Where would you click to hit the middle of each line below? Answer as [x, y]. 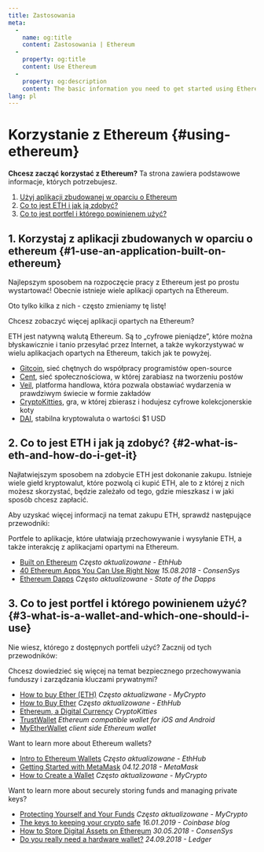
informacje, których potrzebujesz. [63, 182]
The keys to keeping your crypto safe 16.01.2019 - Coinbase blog [125, 822]
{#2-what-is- [205, 443]
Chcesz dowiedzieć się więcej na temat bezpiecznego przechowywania [125, 671]
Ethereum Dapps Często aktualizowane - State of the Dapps [117, 579]
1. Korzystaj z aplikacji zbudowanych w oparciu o [130, 238]
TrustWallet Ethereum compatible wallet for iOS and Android [117, 719]
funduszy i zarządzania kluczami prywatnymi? [83, 679]
